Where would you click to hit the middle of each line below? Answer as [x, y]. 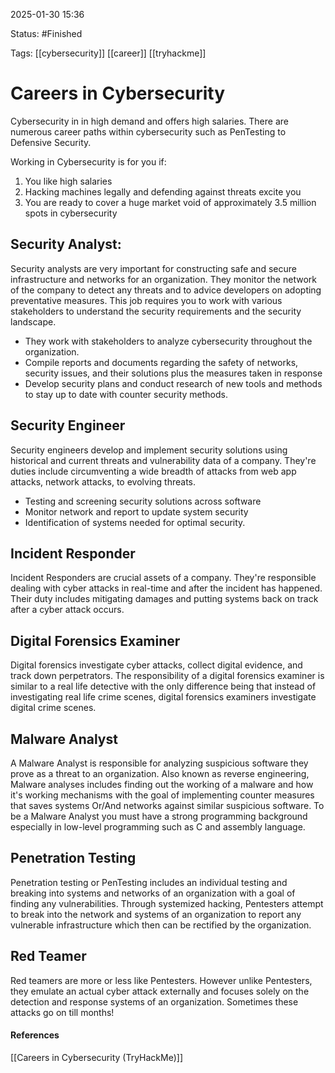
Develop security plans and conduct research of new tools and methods [173, 383]
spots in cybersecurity [71, 213]
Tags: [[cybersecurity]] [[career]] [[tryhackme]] [108, 53]
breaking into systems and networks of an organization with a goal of [153, 893]
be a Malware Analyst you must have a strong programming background [159, 816]
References [35, 1035]
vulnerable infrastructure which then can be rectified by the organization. [161, 925]
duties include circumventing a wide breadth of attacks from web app [153, 471]
